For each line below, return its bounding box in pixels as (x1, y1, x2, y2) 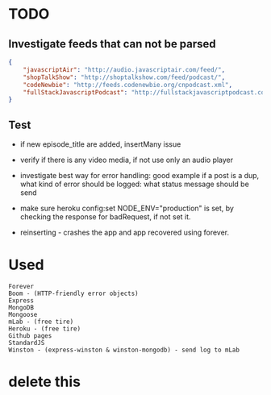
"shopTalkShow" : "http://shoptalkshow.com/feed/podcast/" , (23, 73, 226, 81)
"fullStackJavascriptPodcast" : (23, 88, 128, 97)
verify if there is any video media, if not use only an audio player (19, 155, 234, 165)
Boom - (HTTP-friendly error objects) (8, 289, 139, 297)
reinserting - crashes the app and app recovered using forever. (19, 227, 230, 238)
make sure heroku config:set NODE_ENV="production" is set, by (19, 203, 234, 214)
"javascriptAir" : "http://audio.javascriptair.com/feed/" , (23, 65, 226, 73)
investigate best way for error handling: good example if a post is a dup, (19, 171, 260, 181)
